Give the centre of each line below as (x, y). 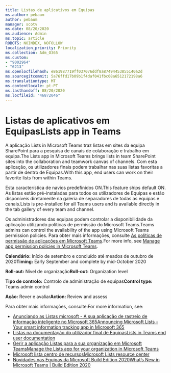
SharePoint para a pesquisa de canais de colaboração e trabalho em (77, 151)
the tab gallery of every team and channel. (50, 209)
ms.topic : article (25, 39)
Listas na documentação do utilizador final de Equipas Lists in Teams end (89, 333)
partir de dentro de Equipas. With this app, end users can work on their (79, 172)
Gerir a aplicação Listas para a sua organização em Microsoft (77, 343)
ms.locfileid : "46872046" (33, 95)
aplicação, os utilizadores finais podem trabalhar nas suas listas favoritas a (84, 167)
